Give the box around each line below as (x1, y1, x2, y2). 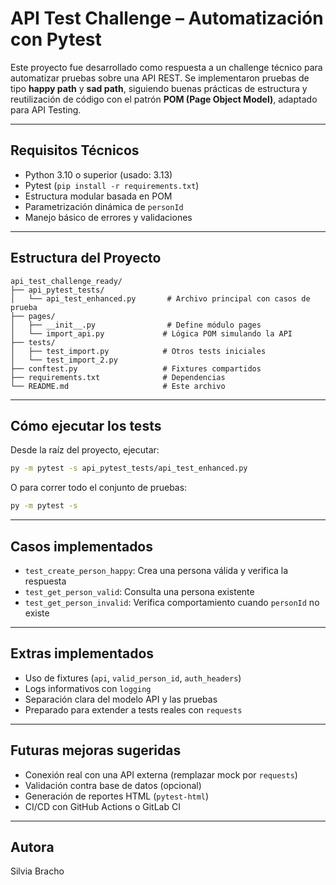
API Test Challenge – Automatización (10, 7, 324, 30)
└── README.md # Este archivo (10, 381, 226, 391)
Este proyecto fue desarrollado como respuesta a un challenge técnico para (10, 61, 323, 73)
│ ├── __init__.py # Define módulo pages (10, 320, 262, 330)
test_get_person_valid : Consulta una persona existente (24, 585, 255, 597)
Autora (10, 838, 55, 856)
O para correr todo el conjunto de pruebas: (10, 482, 188, 494)
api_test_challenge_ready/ (10, 276, 123, 286)
